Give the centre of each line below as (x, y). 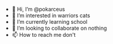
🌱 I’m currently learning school (50, 22)
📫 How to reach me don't (44, 35)
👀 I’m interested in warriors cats (51, 15)
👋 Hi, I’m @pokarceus (38, 9)
